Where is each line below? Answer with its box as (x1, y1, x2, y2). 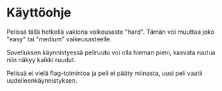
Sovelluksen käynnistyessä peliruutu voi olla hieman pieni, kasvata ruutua (6, 48, 216, 57)
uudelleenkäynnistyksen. (6, 76, 77, 84)
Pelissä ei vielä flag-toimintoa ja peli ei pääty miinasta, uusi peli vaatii (6, 69, 203, 77)
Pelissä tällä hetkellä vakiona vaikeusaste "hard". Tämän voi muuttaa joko (6, 28, 215, 36)
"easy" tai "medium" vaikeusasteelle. (6, 34, 112, 43)
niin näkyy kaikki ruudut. (6, 55, 76, 63)
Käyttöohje (6, 5, 72, 21)
